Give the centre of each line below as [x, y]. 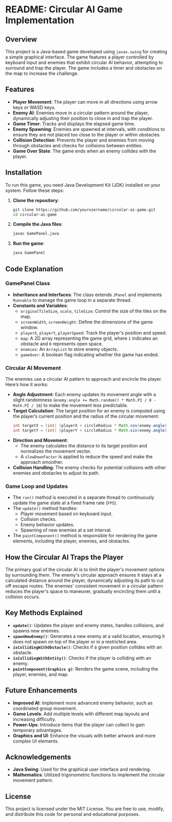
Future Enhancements [42, 690]
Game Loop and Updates [37, 486]
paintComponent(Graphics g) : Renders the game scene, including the [85, 669]
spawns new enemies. [36, 631]
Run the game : [28, 243]
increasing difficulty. [34, 719]
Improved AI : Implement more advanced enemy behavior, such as [83, 703]
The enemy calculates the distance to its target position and [84, 445]
